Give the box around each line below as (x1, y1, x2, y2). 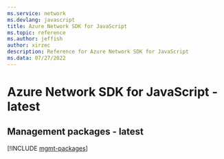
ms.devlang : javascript (7, 16, 76, 23)
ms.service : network (7, 10, 67, 17)
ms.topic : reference (7, 29, 67, 36)
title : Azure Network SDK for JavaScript (7, 23, 128, 29)
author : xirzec (7, 42, 51, 49)
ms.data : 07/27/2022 (7, 55, 67, 62)
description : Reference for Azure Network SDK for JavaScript (7, 49, 189, 56)
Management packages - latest (7, 126, 144, 138)
